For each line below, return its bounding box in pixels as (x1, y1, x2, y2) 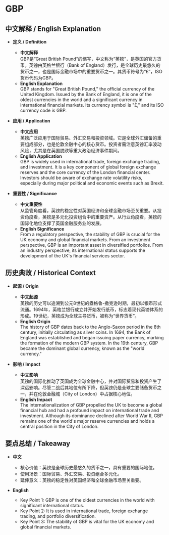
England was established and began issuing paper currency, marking (20, 334, 164, 340)
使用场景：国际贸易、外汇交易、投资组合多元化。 (20, 471, 122, 477)
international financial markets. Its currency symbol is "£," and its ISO (20, 102, 164, 108)
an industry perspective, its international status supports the (20, 247, 145, 253)
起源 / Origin (12, 283, 39, 289)
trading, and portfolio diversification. (20, 513, 96, 519)
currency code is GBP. (20, 107, 67, 113)
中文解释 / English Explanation (5, 24, 101, 33)
